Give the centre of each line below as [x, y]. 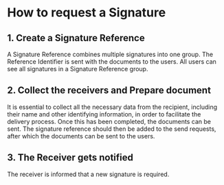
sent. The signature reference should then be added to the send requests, [112, 129]
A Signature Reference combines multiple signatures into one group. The [110, 54]
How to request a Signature [87, 13]
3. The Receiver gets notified [70, 158]
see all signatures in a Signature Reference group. [78, 69]
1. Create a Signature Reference [76, 38]
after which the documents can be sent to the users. [81, 136]
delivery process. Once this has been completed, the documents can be [109, 121]
